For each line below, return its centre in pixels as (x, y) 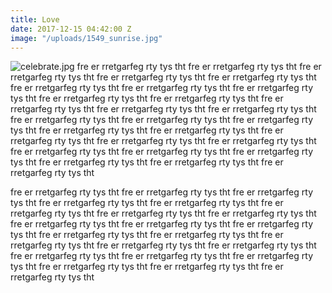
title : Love (35, 19)
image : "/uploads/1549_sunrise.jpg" (86, 38)
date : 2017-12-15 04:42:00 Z (71, 29)
